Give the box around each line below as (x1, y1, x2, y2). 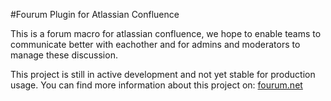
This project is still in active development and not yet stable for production (10, 69, 316, 80)
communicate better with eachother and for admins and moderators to (10, 39, 301, 50)
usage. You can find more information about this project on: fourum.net (10, 79, 303, 91)
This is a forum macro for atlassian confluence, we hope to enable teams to (10, 28, 322, 39)
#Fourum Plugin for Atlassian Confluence (10, 9, 180, 20)
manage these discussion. (10, 49, 118, 61)
